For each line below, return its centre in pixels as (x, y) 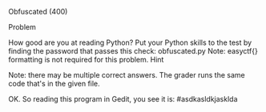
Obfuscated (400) (38, 12)
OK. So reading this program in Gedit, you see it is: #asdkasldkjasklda (123, 99)
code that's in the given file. (54, 84)
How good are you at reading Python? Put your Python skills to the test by (130, 42)
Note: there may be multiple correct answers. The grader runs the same (127, 75)
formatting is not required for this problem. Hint (86, 60)
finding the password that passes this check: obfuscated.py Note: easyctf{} (133, 51)
